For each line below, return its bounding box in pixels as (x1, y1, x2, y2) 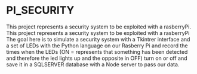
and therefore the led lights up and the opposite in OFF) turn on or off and (6, 54, 187, 62)
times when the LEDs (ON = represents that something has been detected (6, 48, 188, 55)
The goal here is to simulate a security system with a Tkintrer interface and (6, 36, 190, 43)
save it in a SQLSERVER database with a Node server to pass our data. (6, 60, 180, 68)
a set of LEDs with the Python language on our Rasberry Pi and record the (6, 42, 188, 49)
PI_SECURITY (6, 4, 75, 17)
